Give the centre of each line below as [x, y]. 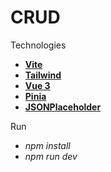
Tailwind [43, 75]
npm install [47, 145]
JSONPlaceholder [63, 107]
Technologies [38, 45]
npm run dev [51, 156]
